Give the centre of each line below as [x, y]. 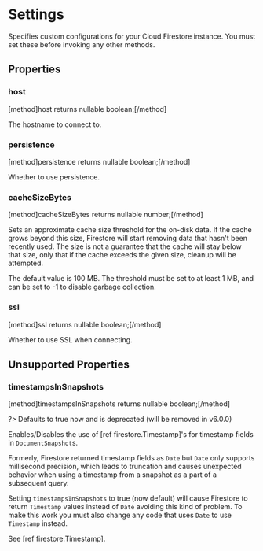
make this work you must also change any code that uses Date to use [120, 515]
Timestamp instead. [38, 523]
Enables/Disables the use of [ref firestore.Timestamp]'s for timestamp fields [131, 435]
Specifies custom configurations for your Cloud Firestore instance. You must [132, 36]
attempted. [26, 263]
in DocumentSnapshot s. [43, 443]
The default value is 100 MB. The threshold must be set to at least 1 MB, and [131, 279]
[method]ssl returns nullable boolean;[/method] [85, 324]
